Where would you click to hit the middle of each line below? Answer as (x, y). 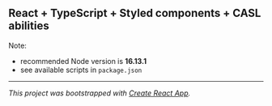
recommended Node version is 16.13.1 (83, 61)
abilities (29, 26)
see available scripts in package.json (81, 70)
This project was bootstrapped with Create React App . (100, 93)
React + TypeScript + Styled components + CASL (135, 13)
